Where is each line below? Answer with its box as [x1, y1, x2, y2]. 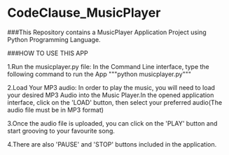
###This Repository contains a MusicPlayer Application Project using [7, 28, 207, 36]
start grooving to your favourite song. [7, 126, 116, 135]
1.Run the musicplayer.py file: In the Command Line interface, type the [7, 62, 210, 71]
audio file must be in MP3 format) [7, 105, 104, 114]
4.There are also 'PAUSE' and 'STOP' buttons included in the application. [7, 140, 217, 148]
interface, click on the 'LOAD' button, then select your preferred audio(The [7, 98, 223, 106]
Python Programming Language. [7, 35, 101, 43]
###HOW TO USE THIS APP [7, 49, 89, 57]
